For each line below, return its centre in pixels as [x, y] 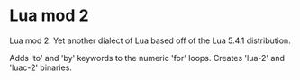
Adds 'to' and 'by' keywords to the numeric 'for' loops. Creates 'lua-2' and [147, 58]
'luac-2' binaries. [41, 67]
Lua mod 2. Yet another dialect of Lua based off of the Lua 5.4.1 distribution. [150, 40]
